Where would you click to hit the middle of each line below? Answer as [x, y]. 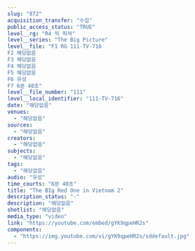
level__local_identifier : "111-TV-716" [66, 99]
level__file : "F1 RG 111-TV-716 [54, 46]
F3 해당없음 [22, 60]
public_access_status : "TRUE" [52, 27]
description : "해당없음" [41, 204]
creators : [22, 138]
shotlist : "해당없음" [36, 210]
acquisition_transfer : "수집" [50, 20]
